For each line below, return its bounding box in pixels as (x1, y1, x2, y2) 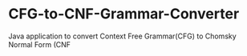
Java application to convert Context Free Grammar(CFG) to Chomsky (8, 31, 237, 41)
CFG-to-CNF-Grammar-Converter (8, 5, 240, 23)
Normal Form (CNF (8, 39, 71, 49)
